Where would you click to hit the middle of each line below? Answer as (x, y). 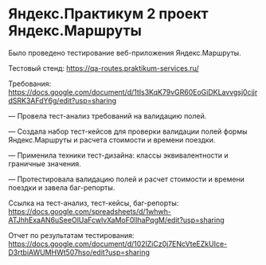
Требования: (30, 84)
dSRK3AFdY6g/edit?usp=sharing (63, 100)
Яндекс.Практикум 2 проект (108, 14)
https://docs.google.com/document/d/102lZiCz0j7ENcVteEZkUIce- (118, 244)
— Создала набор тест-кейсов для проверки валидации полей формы (128, 131)
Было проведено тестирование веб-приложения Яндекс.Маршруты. (125, 53)
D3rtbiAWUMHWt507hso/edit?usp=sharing (79, 252)
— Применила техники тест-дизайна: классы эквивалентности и (118, 155)
